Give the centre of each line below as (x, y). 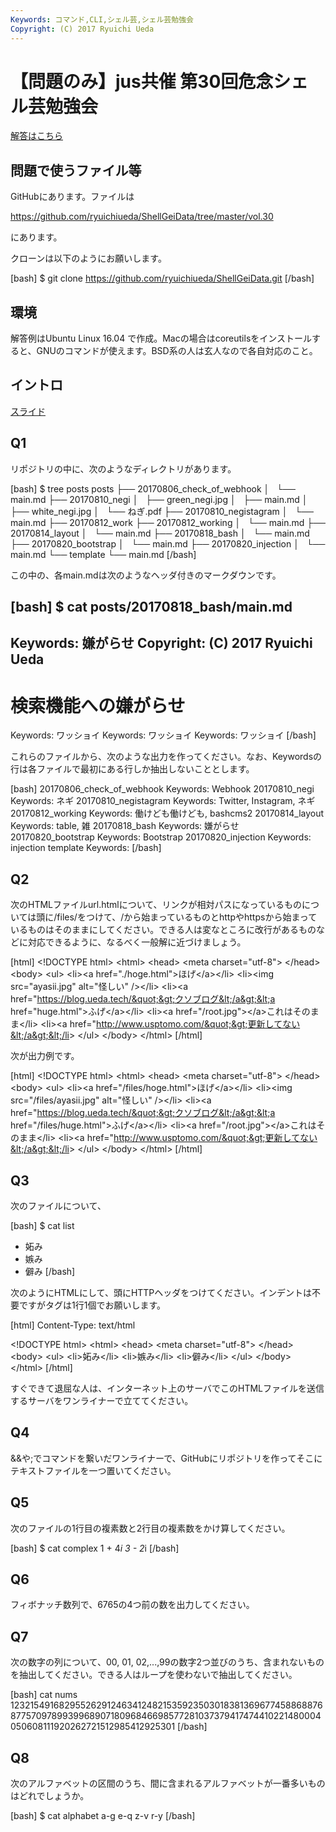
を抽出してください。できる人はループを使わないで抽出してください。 (154, 1675)
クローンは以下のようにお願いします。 (88, 258)
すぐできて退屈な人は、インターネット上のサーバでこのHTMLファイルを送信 (167, 1388)
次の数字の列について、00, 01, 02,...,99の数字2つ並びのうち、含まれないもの (167, 1662)
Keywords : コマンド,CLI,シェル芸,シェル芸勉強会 (102, 19)
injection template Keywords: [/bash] (86, 848)
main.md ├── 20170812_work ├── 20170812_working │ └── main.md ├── (168, 522)
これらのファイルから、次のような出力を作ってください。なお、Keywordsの (166, 757)
